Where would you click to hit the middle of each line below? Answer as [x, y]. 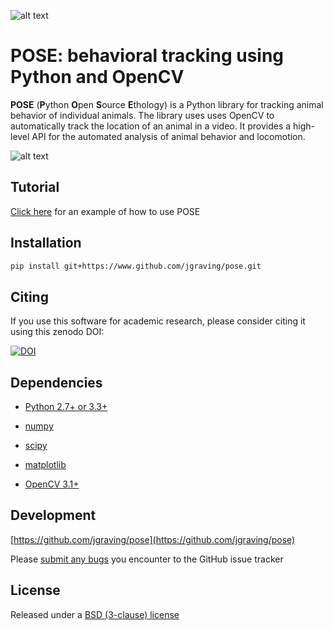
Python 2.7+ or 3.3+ [66, 407]
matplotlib [45, 465]
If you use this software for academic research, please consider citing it [158, 321]
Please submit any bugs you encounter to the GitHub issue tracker [147, 559]
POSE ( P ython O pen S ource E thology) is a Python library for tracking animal [167, 104]
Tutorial [35, 187]
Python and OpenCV [97, 77]
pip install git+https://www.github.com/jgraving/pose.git [136, 266]
